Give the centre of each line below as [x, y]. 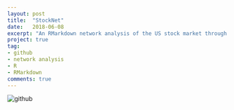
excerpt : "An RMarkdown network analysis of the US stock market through [117, 33]
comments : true [29, 79]
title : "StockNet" [36, 20]
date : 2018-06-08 [36, 27]
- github [20, 53]
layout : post [26, 14]
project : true [28, 40]
